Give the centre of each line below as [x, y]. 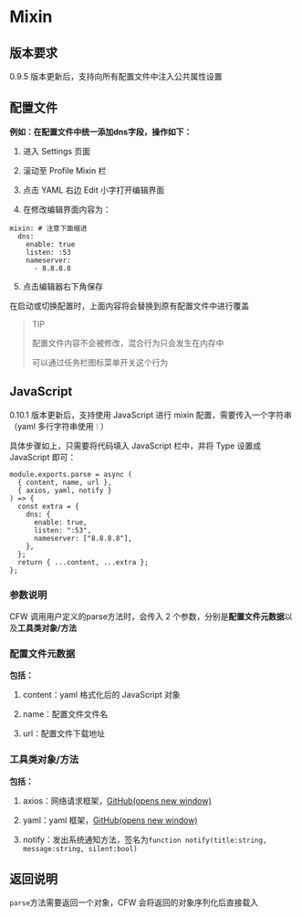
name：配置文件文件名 [65, 714]
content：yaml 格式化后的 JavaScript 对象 [101, 695]
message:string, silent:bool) [80, 848]
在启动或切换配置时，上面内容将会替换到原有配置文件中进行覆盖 [129, 306]
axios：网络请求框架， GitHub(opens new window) [117, 800]
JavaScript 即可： [43, 457]
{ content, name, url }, [65, 482]
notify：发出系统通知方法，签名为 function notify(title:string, [145, 839]
